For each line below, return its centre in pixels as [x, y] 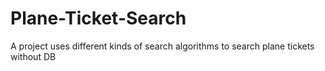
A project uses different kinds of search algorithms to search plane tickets [162, 46]
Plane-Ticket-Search [98, 18]
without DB [33, 56]
